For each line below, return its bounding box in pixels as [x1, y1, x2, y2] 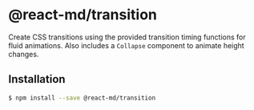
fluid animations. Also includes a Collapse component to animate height [8, 40, 244, 50]
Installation [8, 72, 66, 86]
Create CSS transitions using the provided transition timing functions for [8, 32, 246, 42]
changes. [8, 49, 39, 59]
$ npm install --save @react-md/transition [8, 94, 156, 102]
